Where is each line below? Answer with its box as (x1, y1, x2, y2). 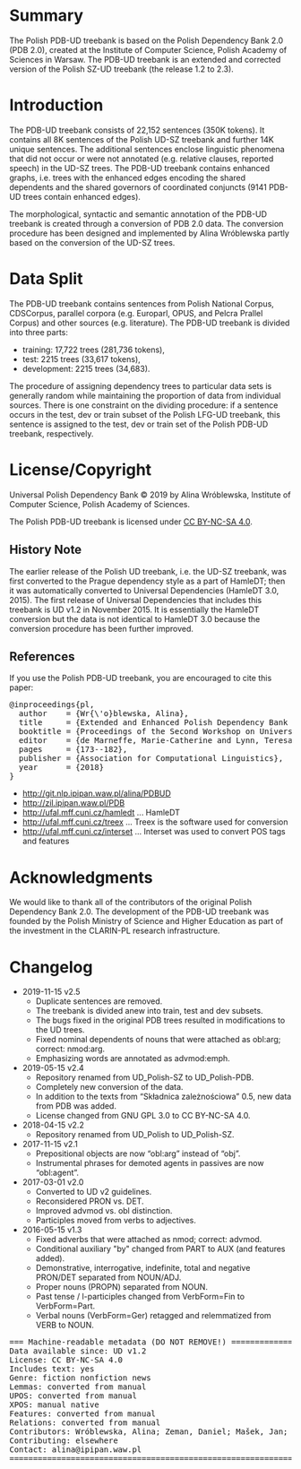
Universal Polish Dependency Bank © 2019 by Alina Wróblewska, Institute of (9, 489, 291, 500)
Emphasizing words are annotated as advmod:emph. (35, 1053, 230, 1064)
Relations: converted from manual (9, 1418, 161, 1428)
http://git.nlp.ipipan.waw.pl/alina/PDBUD (21, 788, 172, 799)
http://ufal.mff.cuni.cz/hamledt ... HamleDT (21, 808, 181, 818)
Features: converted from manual (9, 1409, 157, 1419)
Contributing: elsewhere (9, 1436, 118, 1446)
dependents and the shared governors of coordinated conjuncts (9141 (9, 181, 267, 193)
